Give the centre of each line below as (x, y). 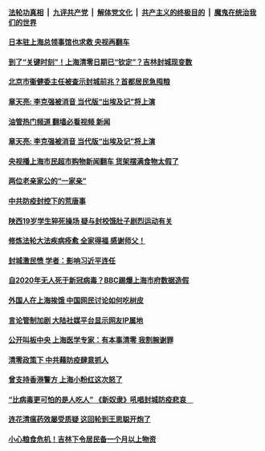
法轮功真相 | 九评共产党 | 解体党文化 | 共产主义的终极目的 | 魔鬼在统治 (129, 12)
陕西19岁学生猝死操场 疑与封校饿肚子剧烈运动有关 (90, 221)
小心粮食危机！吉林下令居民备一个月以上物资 (82, 439)
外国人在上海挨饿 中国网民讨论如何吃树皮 (76, 300)
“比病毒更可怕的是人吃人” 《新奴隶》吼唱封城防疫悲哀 (98, 399)
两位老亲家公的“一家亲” (47, 181)
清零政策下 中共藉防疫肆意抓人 (59, 360)
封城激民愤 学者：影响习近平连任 (62, 260)
